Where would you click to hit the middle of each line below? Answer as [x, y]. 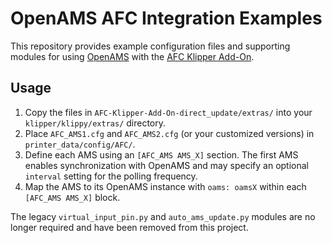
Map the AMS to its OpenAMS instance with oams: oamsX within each [165, 186]
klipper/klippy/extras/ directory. [95, 123]
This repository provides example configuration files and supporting [150, 46]
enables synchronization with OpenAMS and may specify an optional [166, 165]
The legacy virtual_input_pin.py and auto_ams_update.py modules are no [163, 216]
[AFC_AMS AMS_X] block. [72, 197]
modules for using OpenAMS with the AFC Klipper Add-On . [132, 56]
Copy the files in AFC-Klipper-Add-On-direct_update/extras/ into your [168, 112]
